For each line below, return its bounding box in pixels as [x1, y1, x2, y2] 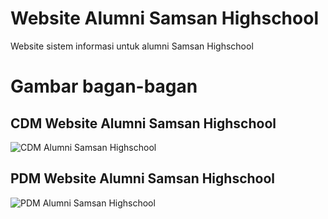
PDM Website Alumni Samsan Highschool [10, 170, 276, 187]
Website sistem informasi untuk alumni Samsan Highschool [10, 40, 254, 52]
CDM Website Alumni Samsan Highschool [10, 115, 277, 132]
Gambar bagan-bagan [10, 75, 198, 98]
